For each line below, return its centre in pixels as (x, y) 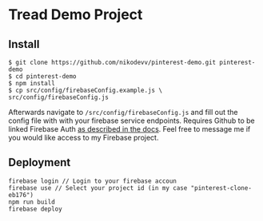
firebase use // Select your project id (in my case (98, 188)
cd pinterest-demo (46, 77)
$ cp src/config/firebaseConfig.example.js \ (85, 90)
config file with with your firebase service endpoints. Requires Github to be (131, 120)
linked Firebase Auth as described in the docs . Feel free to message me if (130, 129)
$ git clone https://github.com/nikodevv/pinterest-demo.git (112, 62)
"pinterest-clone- (221, 188)
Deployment (40, 162)
